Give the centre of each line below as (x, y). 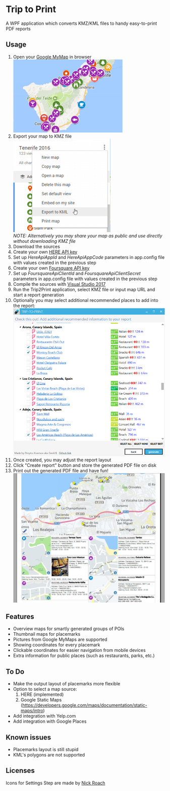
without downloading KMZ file (44, 241)
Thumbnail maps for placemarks (47, 634)
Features (20, 617)
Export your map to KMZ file (42, 136)
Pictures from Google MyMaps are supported (60, 640)
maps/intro (32, 711)
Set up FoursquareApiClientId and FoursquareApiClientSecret (77, 273)
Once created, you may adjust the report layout (62, 460)
